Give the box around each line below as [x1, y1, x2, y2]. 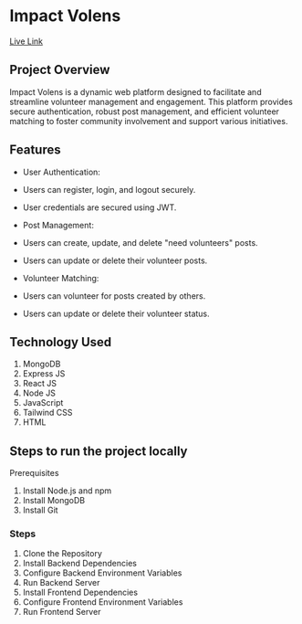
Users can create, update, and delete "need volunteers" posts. [22, 237, 258, 248]
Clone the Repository [22, 548, 103, 559]
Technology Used [9, 334, 112, 350]
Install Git [22, 504, 58, 516]
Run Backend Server [22, 577, 100, 588]
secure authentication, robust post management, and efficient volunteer [9, 106, 280, 117]
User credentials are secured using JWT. [22, 202, 177, 213]
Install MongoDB [22, 495, 86, 506]
